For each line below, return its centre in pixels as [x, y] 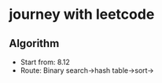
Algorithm [34, 43]
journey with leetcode [82, 14]
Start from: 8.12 [45, 62]
